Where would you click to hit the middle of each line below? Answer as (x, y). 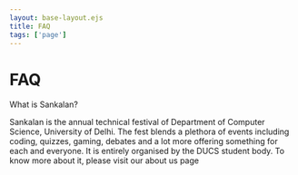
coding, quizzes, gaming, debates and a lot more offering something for (144, 141)
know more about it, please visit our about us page (104, 160)
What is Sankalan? (44, 104)
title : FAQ (30, 26)
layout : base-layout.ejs (56, 18)
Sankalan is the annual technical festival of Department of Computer (137, 122)
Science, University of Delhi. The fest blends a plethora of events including (149, 131)
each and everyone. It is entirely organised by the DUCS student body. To (147, 151)
